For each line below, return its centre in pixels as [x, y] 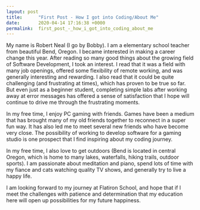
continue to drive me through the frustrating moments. [73, 103]
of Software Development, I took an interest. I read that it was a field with [96, 64]
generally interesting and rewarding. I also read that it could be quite [90, 77]
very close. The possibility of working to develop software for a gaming [94, 133]
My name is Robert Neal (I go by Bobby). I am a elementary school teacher [98, 45]
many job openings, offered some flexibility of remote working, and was [95, 71]
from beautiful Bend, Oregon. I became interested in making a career [91, 52]
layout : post [22, 12]
